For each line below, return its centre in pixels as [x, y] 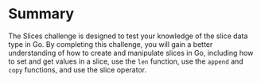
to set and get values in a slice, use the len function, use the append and [126, 61]
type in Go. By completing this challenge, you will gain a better [111, 44]
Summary [41, 14]
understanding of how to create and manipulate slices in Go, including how [131, 53]
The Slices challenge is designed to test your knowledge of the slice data [128, 36]
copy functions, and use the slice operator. [78, 69]
